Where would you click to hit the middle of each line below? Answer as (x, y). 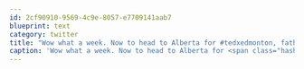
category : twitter (44, 34)
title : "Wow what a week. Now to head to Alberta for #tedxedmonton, (143, 43)
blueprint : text (40, 26)
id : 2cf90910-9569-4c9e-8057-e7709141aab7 (90, 17)
